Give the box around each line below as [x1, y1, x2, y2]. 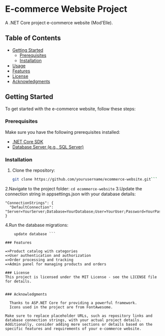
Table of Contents [5, 34, 61, 42]
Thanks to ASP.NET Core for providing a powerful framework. [9, 301, 137, 305]
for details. [5, 279, 32, 284]
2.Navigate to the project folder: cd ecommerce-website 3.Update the [5, 186, 142, 192]
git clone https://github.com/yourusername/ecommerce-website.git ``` [12, 177, 158, 182]
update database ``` [14, 232, 56, 237]
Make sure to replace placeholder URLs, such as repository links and [5, 313, 153, 318]
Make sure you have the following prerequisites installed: [5, 129, 120, 135]
